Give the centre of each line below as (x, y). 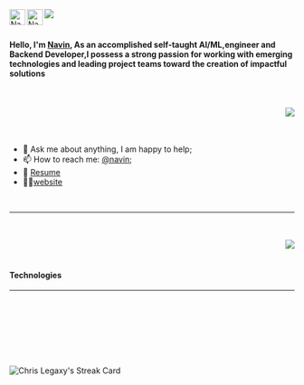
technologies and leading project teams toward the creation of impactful (148, 63)
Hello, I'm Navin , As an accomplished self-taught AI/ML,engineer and (142, 44)
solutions (27, 73)
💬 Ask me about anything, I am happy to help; (107, 149)
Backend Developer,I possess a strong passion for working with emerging (151, 54)
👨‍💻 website (43, 182)
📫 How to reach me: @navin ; (77, 160)
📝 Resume (41, 173)
